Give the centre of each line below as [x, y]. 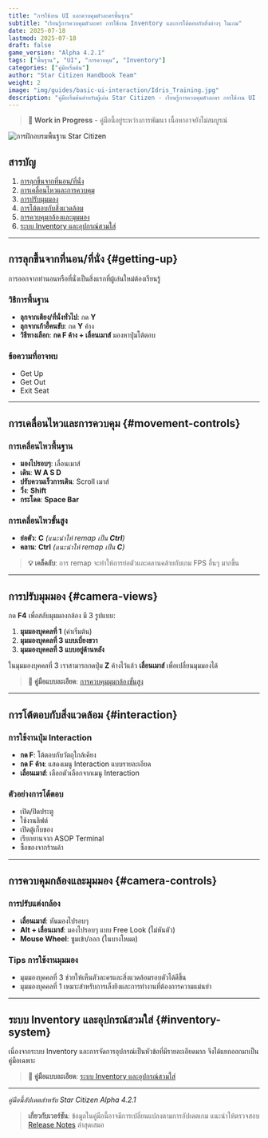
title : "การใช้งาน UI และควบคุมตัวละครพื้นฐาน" [71, 16]
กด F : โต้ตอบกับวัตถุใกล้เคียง [58, 755]
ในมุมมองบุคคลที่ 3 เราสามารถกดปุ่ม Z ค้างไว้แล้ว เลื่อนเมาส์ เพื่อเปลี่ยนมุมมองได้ [113, 665]
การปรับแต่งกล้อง [34, 903]
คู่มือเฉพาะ [22, 1060]
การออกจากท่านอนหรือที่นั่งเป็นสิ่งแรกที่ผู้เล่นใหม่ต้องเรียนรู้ [85, 278]
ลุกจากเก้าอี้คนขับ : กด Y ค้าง [57, 326]
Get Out [33, 382]
